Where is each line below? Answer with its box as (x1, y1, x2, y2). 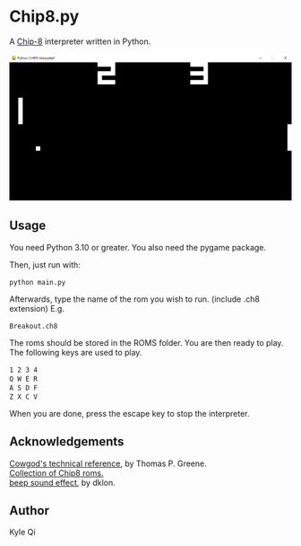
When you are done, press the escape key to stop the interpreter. (9, 408, 250, 418)
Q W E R (9, 374, 39, 383)
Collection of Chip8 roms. (9, 467, 104, 478)
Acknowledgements (9, 434, 125, 450)
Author (9, 503, 49, 518)
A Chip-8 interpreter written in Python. (9, 36, 151, 47)
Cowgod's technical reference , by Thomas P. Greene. (9, 458, 208, 469)
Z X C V (9, 392, 39, 401)
